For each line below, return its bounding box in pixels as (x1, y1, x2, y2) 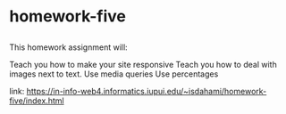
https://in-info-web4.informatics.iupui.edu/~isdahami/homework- (26, 85, 267, 96)
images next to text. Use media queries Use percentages (9, 69, 219, 79)
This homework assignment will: (9, 42, 128, 53)
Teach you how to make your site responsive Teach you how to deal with (9, 59, 277, 69)
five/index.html (9, 95, 64, 106)
